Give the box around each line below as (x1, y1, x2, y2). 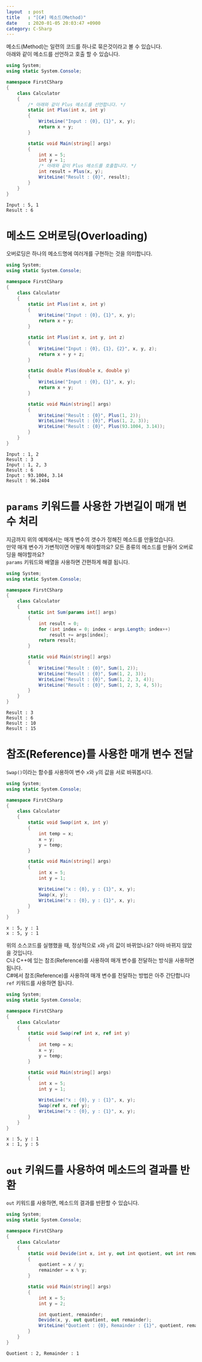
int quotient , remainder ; (38, 1311, 103, 1317)
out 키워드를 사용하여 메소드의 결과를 (6, 1163, 178, 1177)
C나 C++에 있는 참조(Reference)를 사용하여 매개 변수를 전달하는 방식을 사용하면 (6, 957, 194, 964)
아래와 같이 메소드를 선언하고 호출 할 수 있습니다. (6, 51, 120, 58)
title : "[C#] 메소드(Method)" (6, 14, 86, 21)
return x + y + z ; (38, 351, 85, 357)
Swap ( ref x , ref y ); (38, 1103, 90, 1109)
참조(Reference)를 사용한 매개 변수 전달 (6, 748, 194, 761)
